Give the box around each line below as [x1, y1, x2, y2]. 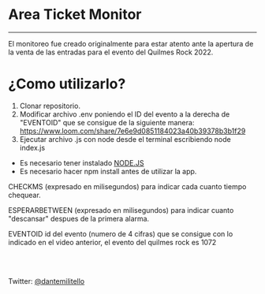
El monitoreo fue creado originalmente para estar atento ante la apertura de [8, 39, 254, 48]
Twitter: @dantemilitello [8, 276, 85, 285]
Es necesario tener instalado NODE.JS [19, 158, 144, 167]
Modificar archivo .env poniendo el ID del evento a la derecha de [19, 109, 230, 119]
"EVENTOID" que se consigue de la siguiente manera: [19, 117, 195, 127]
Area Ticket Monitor [8, 6, 142, 24]
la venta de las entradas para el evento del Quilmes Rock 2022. [8, 47, 214, 57]
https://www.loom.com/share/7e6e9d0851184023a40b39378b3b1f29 [19, 126, 246, 136]
